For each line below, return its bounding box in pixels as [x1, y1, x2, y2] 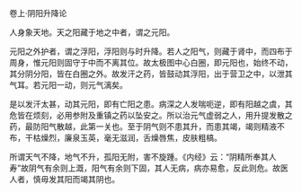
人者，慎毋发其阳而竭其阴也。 [9, 174, 120, 184]
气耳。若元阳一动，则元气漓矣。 [9, 80, 128, 90]
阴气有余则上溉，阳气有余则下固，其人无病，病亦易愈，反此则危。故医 [28, 162, 289, 173]
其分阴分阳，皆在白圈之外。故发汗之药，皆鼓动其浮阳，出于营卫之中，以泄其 [9, 68, 293, 79]
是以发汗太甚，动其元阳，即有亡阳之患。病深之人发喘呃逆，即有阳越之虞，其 [9, 99, 293, 110]
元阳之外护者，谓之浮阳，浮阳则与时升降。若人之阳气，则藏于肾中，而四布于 [9, 46, 293, 57]
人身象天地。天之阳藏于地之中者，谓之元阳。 [9, 27, 175, 38]
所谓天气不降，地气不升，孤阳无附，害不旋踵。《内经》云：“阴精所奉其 [9, 152, 270, 162]
